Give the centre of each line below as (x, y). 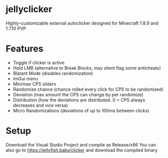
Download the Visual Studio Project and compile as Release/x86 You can (81, 144)
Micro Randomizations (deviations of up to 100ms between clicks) (81, 110)
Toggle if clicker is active (39, 62)
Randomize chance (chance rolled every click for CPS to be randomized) (88, 89)
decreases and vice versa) (40, 105)
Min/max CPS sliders (35, 84)
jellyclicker (29, 9)
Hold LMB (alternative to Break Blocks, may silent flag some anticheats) (87, 68)
